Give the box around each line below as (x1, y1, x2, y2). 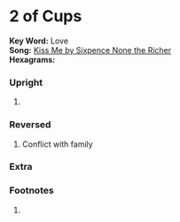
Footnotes (9, 184, 55, 196)
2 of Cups (9, 6, 82, 27)
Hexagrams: (9, 54, 56, 65)
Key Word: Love (9, 35, 69, 46)
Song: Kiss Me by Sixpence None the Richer (9, 44, 172, 55)
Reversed (9, 119, 51, 131)
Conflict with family (21, 139, 93, 149)
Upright (9, 76, 43, 88)
